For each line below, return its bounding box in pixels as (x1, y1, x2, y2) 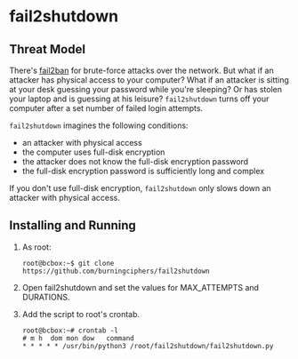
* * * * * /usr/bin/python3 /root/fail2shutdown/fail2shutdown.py (21, 341, 274, 350)
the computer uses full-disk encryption (21, 147, 165, 157)
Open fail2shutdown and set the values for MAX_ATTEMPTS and (21, 282, 260, 292)
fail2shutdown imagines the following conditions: (9, 120, 189, 131)
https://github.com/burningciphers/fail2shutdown (21, 267, 211, 275)
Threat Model (9, 42, 86, 57)
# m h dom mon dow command (21, 333, 135, 343)
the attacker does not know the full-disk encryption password (21, 156, 249, 166)
